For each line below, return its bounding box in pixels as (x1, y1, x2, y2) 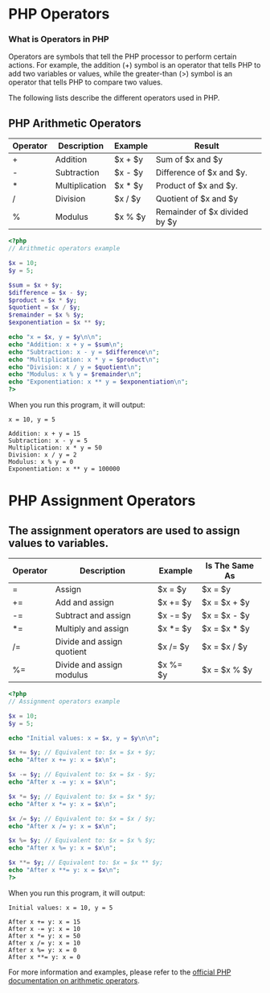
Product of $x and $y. (155, 180, 239, 192)
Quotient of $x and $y (155, 193, 239, 205)
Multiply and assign (55, 623, 129, 635)
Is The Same (205, 561, 255, 572)
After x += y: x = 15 (8, 917, 81, 926)
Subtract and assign (55, 610, 131, 621)
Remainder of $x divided (155, 206, 249, 217)
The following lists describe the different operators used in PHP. (8, 93, 220, 103)
